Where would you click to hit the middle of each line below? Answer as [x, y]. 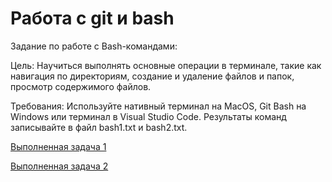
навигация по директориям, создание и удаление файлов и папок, [152, 76]
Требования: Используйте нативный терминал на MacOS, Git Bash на [158, 106]
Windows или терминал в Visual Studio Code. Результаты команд [148, 116]
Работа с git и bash [92, 18]
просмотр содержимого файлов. [81, 86]
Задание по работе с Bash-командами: [94, 46]
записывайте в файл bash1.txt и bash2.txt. [99, 127]
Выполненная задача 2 [59, 166]
